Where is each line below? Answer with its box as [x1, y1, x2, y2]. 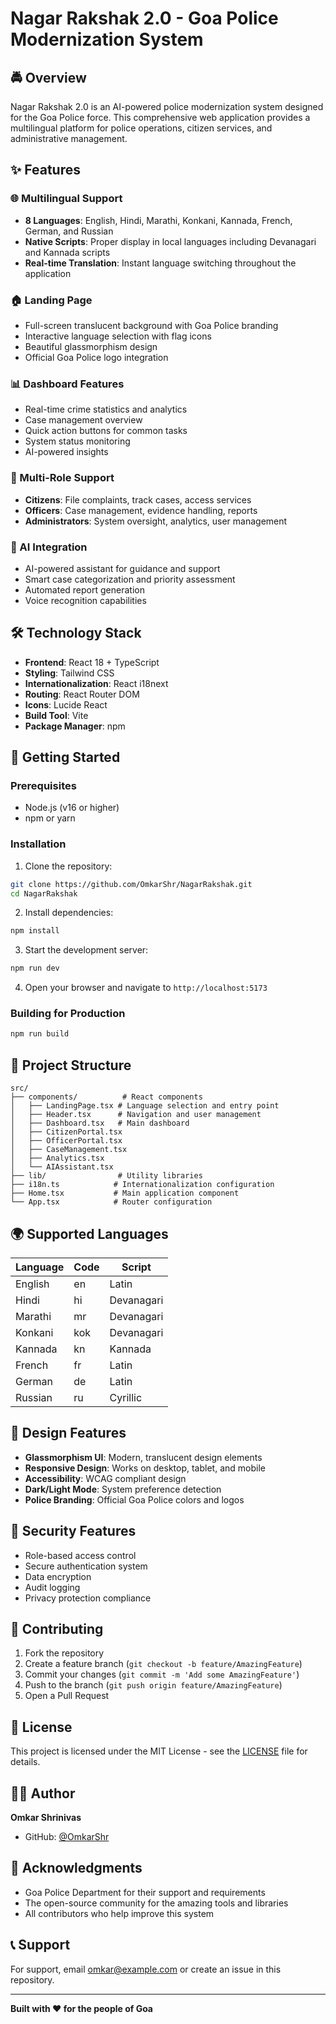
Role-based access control [24, 1549, 137, 1561]
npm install [10, 926, 60, 936]
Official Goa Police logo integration [24, 351, 169, 363]
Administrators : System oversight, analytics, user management [24, 515, 288, 527]
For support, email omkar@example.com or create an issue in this [10, 1963, 282, 1975]
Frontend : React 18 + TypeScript [24, 656, 160, 668]
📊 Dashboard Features [10, 377, 125, 391]
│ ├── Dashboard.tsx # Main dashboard [10, 1118, 190, 1129]
